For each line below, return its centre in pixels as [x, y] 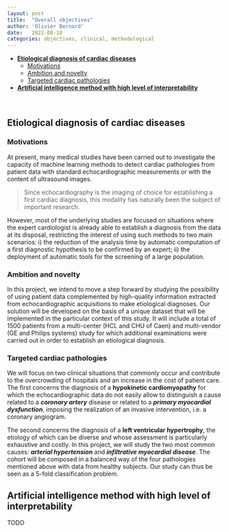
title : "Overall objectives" [50, 20]
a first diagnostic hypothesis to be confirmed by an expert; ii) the [99, 249]
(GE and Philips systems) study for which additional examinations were [107, 333]
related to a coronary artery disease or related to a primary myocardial [109, 402]
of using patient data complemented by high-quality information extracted [112, 297]
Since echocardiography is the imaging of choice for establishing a [118, 192]
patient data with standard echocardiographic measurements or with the [109, 172]
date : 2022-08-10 [35, 33]
